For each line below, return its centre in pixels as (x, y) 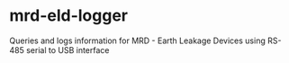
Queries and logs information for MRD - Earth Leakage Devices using (137, 40)
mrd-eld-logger (69, 16)
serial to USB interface (68, 49)
